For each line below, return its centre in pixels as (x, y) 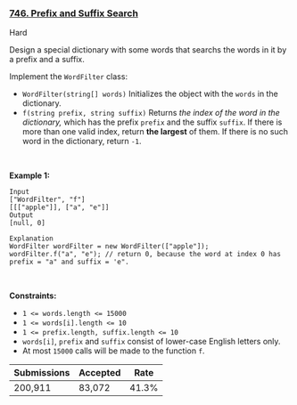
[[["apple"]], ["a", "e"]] (59, 207)
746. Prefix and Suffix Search (74, 13)
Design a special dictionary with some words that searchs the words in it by (148, 50)
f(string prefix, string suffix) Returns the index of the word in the (151, 113)
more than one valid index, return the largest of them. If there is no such (155, 132)
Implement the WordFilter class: (68, 77)
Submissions (42, 373)
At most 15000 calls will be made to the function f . (113, 351)
